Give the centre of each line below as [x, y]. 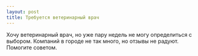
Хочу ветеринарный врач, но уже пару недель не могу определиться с [99, 34]
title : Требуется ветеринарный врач [53, 17]
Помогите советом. [32, 47]
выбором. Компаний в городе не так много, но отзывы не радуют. [93, 41]
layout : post [23, 12]
